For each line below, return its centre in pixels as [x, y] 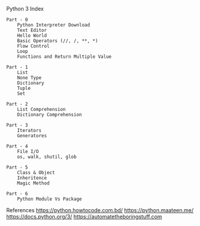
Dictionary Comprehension [50, 115]
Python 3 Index [25, 9]
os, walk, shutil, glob [47, 157]
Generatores [32, 136]
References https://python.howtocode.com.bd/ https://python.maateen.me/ [100, 210]
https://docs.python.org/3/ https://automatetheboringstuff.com [84, 217]
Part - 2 [17, 104]
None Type [30, 78]
